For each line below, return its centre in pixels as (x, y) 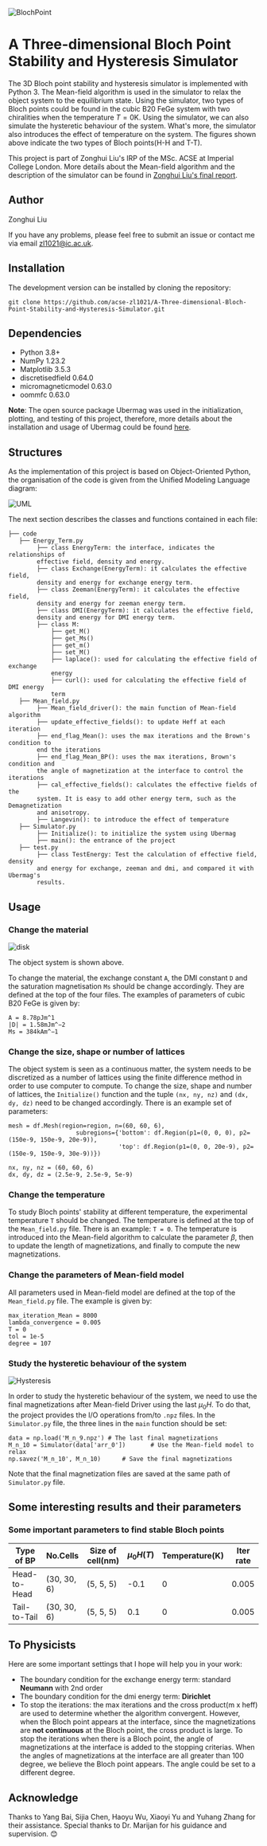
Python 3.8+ (40, 353)
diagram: (23, 488)
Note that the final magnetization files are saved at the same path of (119, 1473)
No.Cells (63, 1555)
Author (26, 200)
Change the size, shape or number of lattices (97, 1052)
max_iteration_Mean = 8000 (53, 1315)
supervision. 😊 (33, 1834)
